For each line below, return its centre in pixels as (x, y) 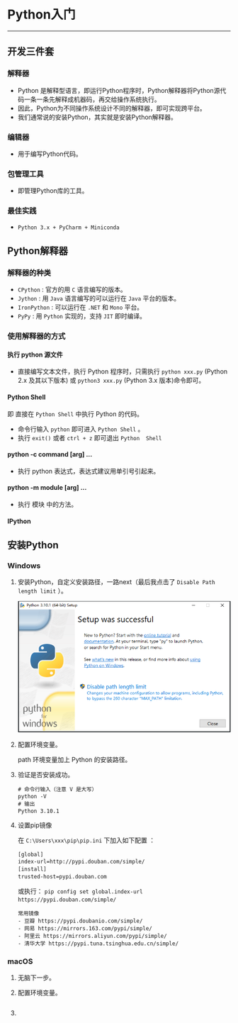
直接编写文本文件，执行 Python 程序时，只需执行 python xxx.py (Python (123, 371)
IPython (19, 521)
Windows (24, 566)
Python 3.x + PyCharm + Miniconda (68, 228)
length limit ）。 (42, 591)
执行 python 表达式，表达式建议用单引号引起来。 (89, 471)
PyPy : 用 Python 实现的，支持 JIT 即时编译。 (82, 316)
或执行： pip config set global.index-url (80, 891)
